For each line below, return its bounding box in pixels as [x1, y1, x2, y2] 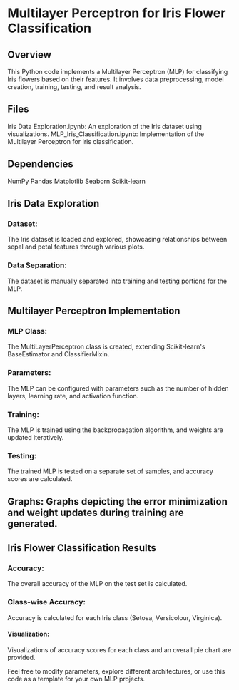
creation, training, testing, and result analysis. [7, 83, 141, 91]
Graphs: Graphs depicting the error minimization [7, 495, 228, 508]
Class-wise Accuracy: [7, 597, 86, 607]
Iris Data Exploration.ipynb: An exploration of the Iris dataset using [7, 122, 202, 130]
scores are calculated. [7, 475, 73, 483]
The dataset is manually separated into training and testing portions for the [7, 277, 227, 285]
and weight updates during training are [7, 506, 184, 518]
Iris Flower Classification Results [7, 542, 157, 554]
